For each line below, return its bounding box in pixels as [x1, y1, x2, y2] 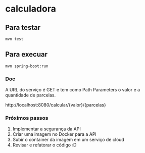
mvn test [5, 36, 24, 41]
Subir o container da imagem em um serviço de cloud [12, 137, 125, 143]
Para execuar [5, 50, 48, 59]
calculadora [5, 3, 57, 15]
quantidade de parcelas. [5, 92, 56, 98]
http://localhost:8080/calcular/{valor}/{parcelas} [5, 102, 106, 108]
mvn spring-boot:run [5, 64, 49, 69]
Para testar [5, 23, 41, 32]
